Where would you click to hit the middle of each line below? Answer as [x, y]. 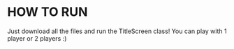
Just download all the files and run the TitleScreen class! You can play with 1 [117, 31]
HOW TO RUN [47, 12]
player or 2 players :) [37, 38]
